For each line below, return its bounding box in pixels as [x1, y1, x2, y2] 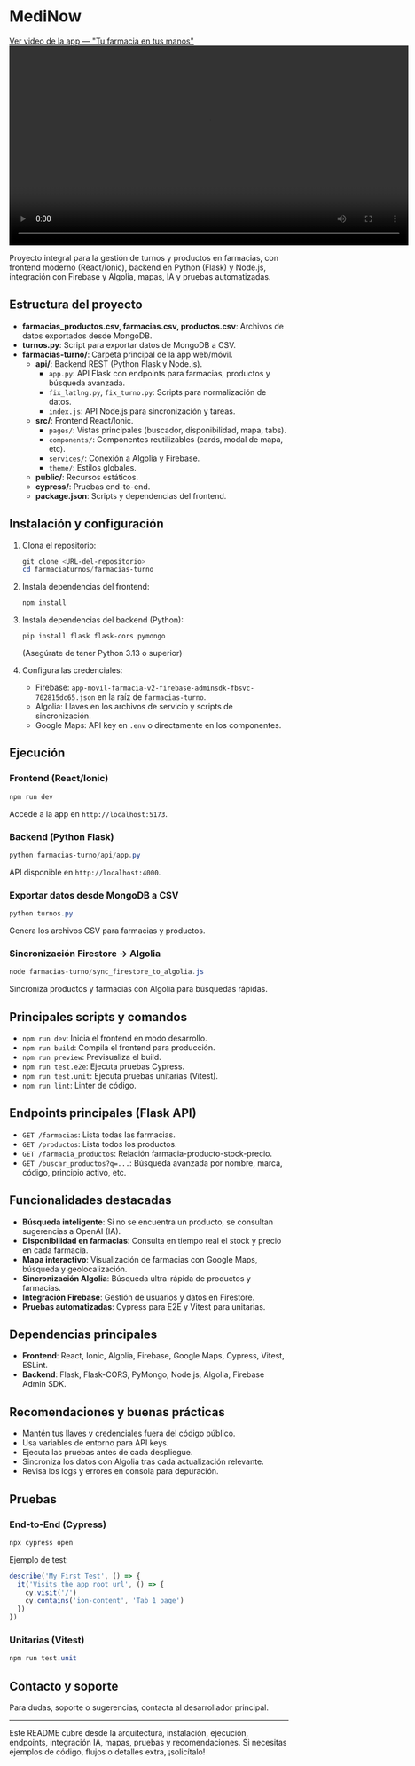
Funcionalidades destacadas [9, 1192, 172, 1208]
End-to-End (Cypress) [9, 1518, 106, 1531]
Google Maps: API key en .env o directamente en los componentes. [35, 720, 282, 731]
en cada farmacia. [21, 1245, 89, 1255]
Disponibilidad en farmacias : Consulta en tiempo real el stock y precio [21, 1235, 282, 1246]
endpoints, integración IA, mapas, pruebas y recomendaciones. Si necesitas [9, 1738, 287, 1747]
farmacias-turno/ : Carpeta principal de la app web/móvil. [21, 349, 233, 360]
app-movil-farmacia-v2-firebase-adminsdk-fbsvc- [71, 684, 254, 693]
